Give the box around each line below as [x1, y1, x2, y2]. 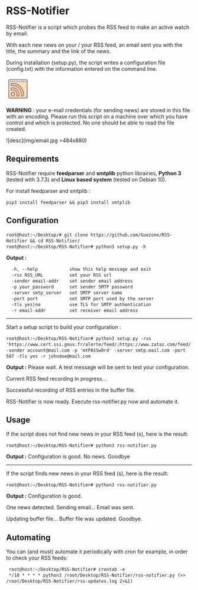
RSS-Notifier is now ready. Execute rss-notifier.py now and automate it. [6, 398, 180, 405]
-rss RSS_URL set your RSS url [11, 272, 112, 278]
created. [6, 125, 27, 132]
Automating [6, 532, 51, 542]
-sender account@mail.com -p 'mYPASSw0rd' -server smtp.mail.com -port [6, 347, 186, 353]
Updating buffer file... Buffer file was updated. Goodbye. [6, 515, 143, 523]
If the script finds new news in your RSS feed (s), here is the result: [6, 470, 169, 477]
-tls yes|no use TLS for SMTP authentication [11, 301, 151, 307]
